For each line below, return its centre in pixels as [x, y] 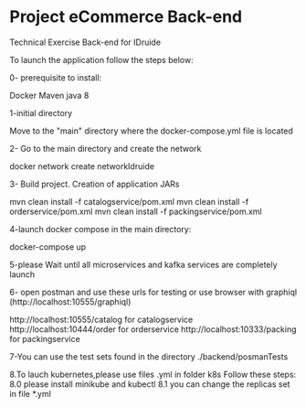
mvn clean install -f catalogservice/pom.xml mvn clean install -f [129, 201]
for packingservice [45, 338]
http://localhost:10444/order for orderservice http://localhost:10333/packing [153, 329]
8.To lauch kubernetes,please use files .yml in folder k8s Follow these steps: [153, 374]
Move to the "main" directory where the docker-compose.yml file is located [152, 131]
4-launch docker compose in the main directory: [100, 229]
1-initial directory [41, 113]
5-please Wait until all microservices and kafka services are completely [143, 264]
